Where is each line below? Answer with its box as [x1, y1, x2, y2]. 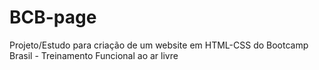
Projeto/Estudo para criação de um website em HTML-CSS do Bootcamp [9, 39, 309, 51]
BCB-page [9, 6, 97, 29]
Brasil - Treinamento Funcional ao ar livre [9, 49, 179, 61]
